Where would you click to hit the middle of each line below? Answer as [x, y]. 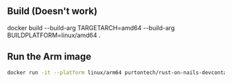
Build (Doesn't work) [52, 11]
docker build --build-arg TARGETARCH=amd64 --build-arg [91, 27]
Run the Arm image [49, 57]
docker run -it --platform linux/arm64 [65, 72]
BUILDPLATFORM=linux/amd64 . [54, 35]
